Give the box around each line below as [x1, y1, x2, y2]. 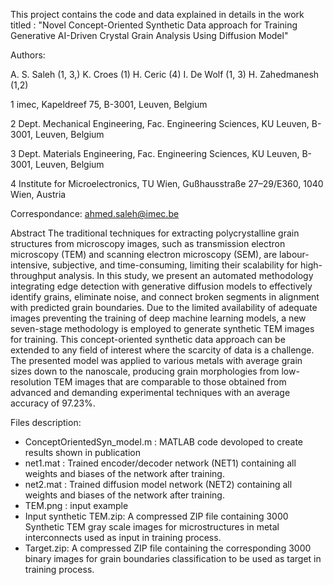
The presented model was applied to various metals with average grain [10, 355, 303, 366]
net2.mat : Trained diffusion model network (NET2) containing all [24, 479, 293, 490]
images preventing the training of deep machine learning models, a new [10, 312, 307, 324]
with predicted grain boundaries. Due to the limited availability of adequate [10, 302, 318, 313]
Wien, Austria [10, 189, 67, 200]
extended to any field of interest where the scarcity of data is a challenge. [10, 344, 315, 356]
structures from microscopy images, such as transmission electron [10, 238, 286, 249]
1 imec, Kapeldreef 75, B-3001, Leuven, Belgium [10, 99, 208, 110]
